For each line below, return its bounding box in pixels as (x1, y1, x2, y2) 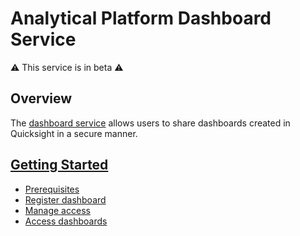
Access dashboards (24, 215, 108, 227)
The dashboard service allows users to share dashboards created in (10, 117, 291, 129)
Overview (10, 90, 73, 107)
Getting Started (10, 157, 109, 174)
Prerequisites (24, 183, 80, 195)
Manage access (24, 204, 91, 216)
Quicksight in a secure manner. (10, 127, 138, 139)
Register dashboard (24, 193, 107, 206)
